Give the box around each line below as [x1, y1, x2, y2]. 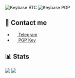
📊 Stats [5, 52, 30, 60]
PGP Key [18, 37, 36, 43]
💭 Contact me [5, 19, 47, 27]
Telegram [18, 32, 37, 38]
